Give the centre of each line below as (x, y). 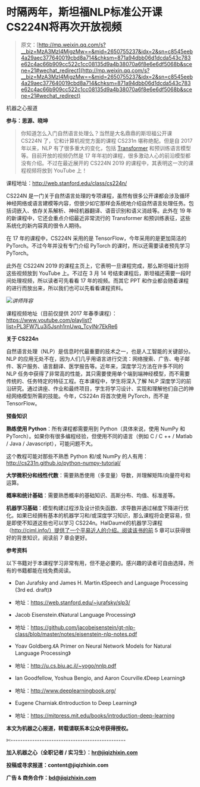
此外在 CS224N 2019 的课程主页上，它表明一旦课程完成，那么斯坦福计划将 (98, 266)
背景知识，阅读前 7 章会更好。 (53, 538)
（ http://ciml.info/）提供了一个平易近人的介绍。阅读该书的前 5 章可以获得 (96, 530)
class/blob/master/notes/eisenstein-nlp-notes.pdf (76, 634)
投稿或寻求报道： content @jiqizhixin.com (57, 765)
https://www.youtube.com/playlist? (49, 320)
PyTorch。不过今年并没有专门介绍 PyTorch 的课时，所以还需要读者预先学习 (98, 245)
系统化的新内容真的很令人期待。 (45, 225)
